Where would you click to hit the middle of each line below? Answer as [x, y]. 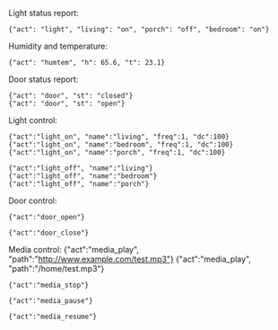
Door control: [33, 201]
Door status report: [43, 79]
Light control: [33, 120]
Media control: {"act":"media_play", [74, 250]
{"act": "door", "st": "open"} [67, 103]
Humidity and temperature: [58, 46]
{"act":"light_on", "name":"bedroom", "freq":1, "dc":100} [121, 145]
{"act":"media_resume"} [53, 317]
